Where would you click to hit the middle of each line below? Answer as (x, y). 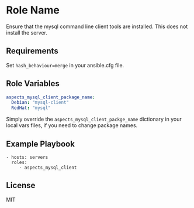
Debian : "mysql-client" (40, 103)
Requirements (32, 51)
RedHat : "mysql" (31, 108)
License (21, 185)
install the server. (27, 32)
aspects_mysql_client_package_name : (51, 97)
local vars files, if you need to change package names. (72, 125)
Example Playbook (40, 144)
